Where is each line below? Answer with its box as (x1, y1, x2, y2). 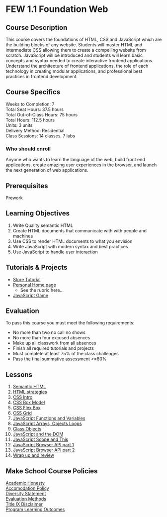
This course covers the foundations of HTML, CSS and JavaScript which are (5, 36, 162, 42)
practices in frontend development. (5, 74, 78, 79)
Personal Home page (12, 282, 56, 288)
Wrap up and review (12, 452, 54, 458)
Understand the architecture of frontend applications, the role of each (5, 63, 149, 69)
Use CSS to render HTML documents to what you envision (12, 238, 133, 244)
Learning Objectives (5, 209, 70, 217)
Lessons (5, 370, 33, 379)
